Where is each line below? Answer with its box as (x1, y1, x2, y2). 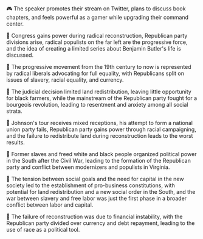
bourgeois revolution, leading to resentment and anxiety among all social (6, 101, 188, 108)
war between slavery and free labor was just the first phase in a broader (6, 194, 187, 202)
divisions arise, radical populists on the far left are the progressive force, (6, 38, 188, 46)
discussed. (6, 51, 34, 59)
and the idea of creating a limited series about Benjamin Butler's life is (6, 45, 181, 52)
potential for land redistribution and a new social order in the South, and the (6, 188, 196, 195)
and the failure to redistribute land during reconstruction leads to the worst (6, 132, 193, 139)
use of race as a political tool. (6, 226, 80, 233)
